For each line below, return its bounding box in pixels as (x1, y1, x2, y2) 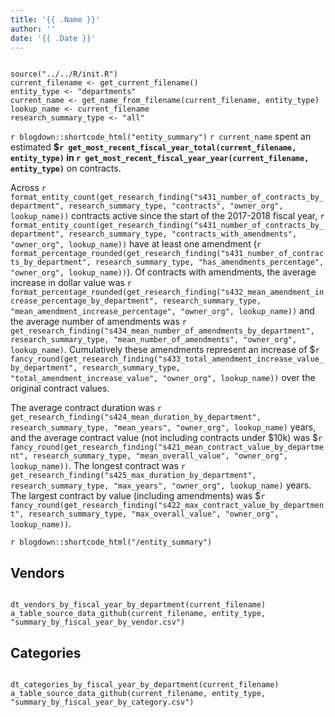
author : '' (10, 24, 56, 34)
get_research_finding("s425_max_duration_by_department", (10, 471, 257, 481)
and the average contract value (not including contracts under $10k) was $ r (10, 432, 323, 444)
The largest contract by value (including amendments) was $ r (10, 490, 266, 502)
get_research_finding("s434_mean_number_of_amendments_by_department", (10, 326, 315, 336)
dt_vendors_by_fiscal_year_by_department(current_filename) (10, 600, 267, 610)
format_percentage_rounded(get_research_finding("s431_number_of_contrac (10, 249, 325, 259)
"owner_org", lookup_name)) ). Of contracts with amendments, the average (10, 266, 317, 278)
